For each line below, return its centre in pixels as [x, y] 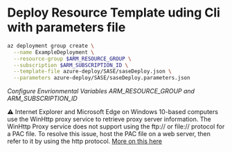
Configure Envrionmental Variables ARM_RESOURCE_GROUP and [101, 91]
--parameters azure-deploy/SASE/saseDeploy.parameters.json [102, 78]
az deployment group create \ [51, 46]
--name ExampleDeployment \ [54, 52]
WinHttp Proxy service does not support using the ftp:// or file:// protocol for [116, 126]
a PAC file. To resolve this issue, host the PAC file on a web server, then [109, 134]
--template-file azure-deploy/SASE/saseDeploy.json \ [92, 72]
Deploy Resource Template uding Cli [114, 13]
